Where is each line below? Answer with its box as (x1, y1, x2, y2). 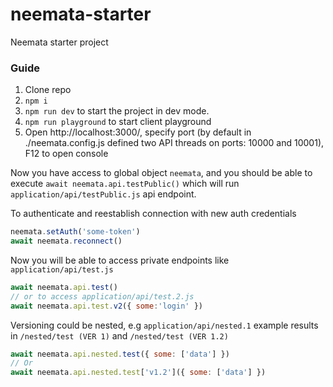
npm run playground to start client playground (24, 116, 212, 128)
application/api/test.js (10, 264, 114, 275)
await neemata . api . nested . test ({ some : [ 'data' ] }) (10, 349, 230, 359)
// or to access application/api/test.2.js (10, 291, 195, 302)
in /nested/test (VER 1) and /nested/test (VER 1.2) (10, 329, 229, 342)
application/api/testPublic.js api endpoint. (10, 188, 197, 200)
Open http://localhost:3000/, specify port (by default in (24, 126, 252, 138)
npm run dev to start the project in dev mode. (24, 105, 210, 117)
